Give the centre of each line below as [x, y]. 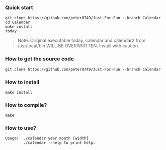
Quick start [19, 8]
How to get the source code [39, 59]
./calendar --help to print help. [59, 143]
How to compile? [26, 105]
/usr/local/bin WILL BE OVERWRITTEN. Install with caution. [78, 46]
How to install [22, 82]
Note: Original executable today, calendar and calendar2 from [81, 41]
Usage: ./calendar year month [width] [47, 138]
